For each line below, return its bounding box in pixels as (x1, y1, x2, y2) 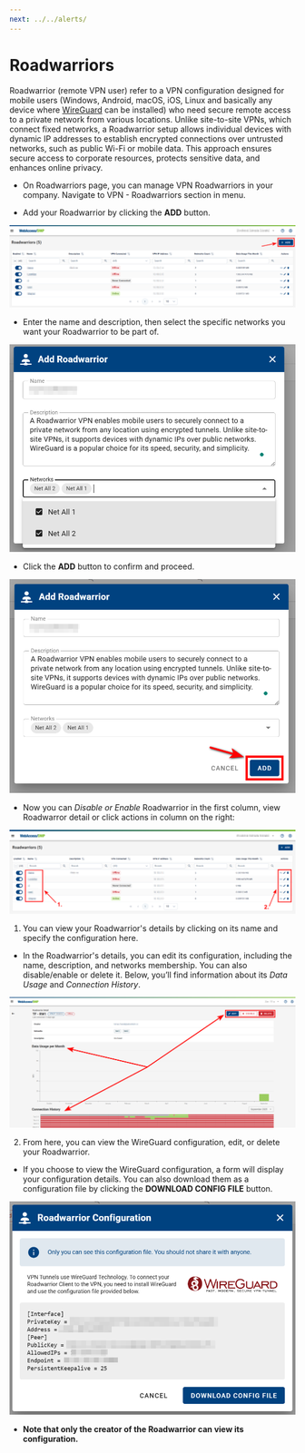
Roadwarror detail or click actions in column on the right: (22, 811, 235, 822)
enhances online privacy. (9, 162, 103, 172)
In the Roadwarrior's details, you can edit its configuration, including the (22, 949, 292, 961)
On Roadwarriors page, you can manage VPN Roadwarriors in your (22, 180, 274, 191)
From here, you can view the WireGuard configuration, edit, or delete (22, 1136, 280, 1147)
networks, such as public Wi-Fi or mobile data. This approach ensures (9, 142, 272, 153)
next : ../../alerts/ (9, 15, 88, 24)
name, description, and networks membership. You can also (22, 959, 248, 970)
